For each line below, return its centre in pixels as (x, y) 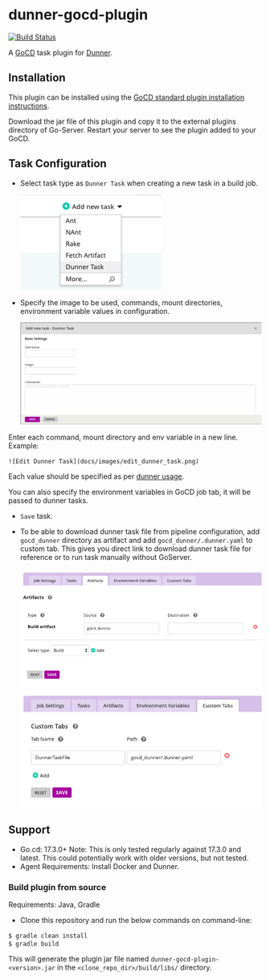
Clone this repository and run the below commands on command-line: (136, 921)
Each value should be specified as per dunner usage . (96, 476)
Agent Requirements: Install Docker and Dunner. (99, 866)
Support (29, 830)
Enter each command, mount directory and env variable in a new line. (123, 437)
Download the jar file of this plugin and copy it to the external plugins (123, 121)
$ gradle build (34, 944)
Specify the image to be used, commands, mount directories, (121, 302)
